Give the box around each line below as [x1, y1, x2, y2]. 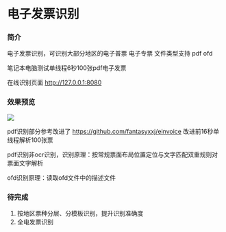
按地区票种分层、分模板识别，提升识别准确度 [16, 209, 144, 218]
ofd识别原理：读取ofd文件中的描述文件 [7, 173, 116, 182]
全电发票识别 [16, 218, 53, 227]
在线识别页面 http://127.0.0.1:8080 [7, 78, 102, 86]
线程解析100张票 [7, 135, 53, 144]
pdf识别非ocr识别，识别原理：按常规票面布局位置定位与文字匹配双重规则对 [7, 150, 218, 159]
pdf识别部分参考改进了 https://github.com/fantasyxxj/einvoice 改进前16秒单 [7, 127, 220, 135]
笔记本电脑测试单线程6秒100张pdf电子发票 [7, 64, 127, 72]
